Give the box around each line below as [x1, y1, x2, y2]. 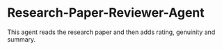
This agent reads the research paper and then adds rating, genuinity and [7, 28, 216, 36]
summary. [7, 35, 36, 43]
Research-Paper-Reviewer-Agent [7, 5, 205, 21]
